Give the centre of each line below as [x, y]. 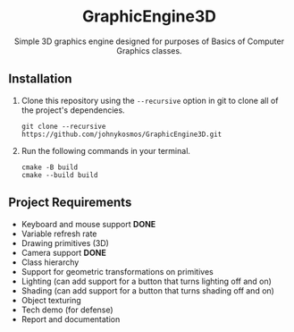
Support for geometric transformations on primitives [117, 271]
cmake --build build [59, 175]
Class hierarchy [50, 262]
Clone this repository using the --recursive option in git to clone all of [150, 100]
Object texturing [51, 300]
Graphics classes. [149, 50]
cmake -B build [50, 167]
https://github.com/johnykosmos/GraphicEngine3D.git [122, 134]
